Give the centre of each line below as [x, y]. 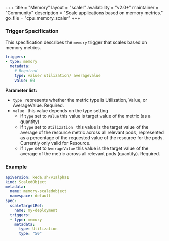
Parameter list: [21, 90]
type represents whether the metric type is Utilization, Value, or [80, 100]
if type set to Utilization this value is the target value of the [84, 127]
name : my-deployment [36, 210]
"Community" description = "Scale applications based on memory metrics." [84, 13]
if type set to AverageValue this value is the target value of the [84, 148]
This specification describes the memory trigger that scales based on [76, 42]
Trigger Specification [32, 31]
